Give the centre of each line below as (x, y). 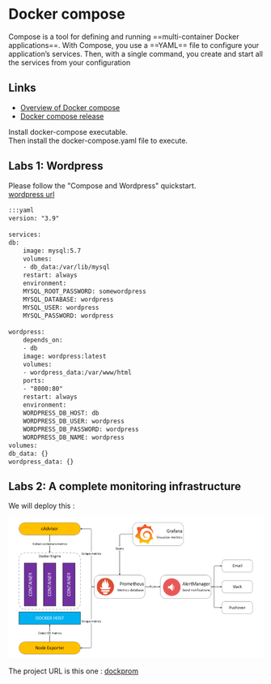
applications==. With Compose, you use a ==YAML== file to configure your (134, 45)
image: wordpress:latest (65, 356)
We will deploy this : (42, 506)
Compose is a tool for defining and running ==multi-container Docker (124, 37)
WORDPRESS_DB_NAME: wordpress (74, 437)
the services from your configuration (70, 62)
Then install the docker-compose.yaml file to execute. (98, 140)
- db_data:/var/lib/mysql (67, 267)
